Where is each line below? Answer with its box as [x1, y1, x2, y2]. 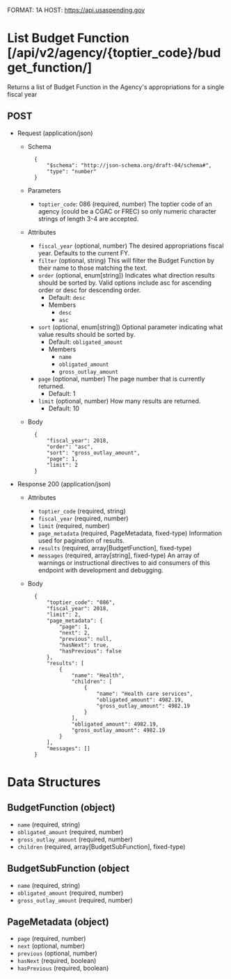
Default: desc [48, 293, 86, 301]
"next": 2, [58, 629, 90, 636]
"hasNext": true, [58, 642, 109, 648]
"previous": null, [58, 635, 113, 642]
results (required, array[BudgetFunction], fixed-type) [38, 543, 192, 552]
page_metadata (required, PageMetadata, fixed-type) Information [38, 529, 223, 537]
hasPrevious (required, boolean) [17, 964, 109, 973]
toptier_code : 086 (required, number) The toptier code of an [38, 200, 212, 208]
